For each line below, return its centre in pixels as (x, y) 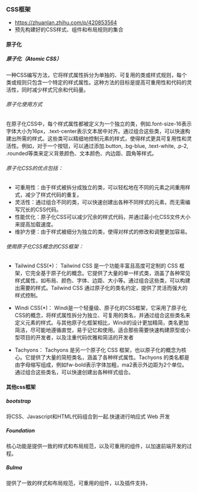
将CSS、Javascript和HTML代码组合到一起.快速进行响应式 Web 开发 (88, 417)
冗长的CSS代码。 (41, 210)
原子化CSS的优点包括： (35, 168)
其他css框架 (21, 387)
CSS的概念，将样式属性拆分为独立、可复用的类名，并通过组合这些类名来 (102, 315)
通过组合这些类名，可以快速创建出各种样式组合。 (74, 372)
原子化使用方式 (24, 104)
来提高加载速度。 (35, 224)
